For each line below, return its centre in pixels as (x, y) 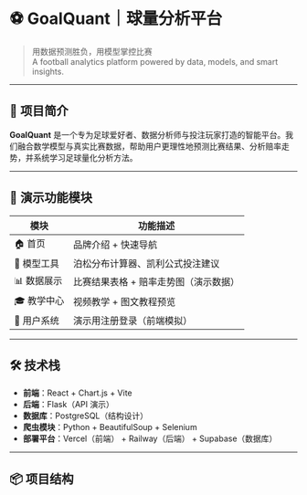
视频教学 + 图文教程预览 (124, 302)
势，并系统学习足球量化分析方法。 (74, 157)
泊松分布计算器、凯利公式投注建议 (146, 263)
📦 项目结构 (42, 479)
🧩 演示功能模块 (51, 198)
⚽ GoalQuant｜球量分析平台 (116, 19)
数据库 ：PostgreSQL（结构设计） (85, 416)
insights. (48, 71)
